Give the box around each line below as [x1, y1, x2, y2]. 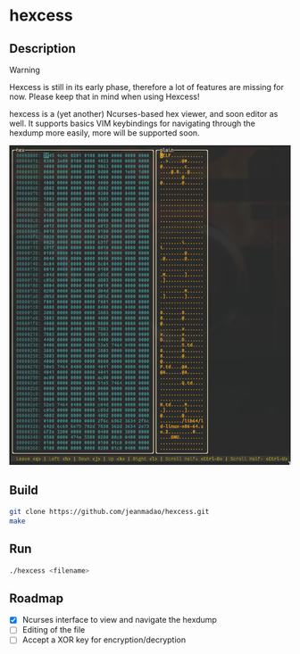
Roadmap [9, 591, 64, 606]
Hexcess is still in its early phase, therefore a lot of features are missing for [9, 82, 284, 92]
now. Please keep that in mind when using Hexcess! [9, 91, 200, 102]
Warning [9, 64, 40, 75]
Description [9, 41, 76, 56]
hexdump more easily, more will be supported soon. [9, 128, 200, 138]
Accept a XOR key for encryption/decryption [21, 634, 186, 645]
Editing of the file [21, 625, 86, 635]
